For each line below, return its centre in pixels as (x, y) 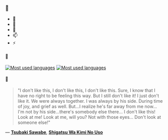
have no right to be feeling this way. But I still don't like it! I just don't (88, 96)
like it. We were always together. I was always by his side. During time (90, 101)
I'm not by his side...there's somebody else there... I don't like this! (86, 112)
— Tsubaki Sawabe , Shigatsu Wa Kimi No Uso (54, 132)
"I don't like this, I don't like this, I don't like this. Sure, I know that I (86, 90)
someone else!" (34, 122)
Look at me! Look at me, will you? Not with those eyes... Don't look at (89, 117)
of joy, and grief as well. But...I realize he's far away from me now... (87, 106)
